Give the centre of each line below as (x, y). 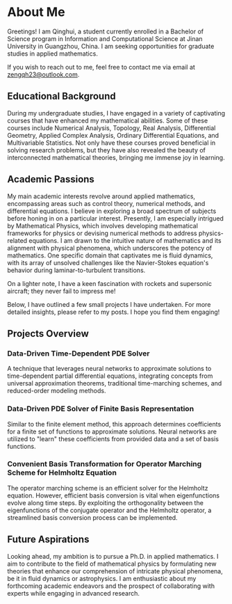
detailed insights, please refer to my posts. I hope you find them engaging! (114, 312)
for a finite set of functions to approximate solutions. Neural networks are (112, 431)
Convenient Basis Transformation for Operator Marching (105, 464)
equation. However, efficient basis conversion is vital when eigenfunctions (114, 495)
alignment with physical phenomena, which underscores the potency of (110, 248)
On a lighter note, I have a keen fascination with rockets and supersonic (109, 283)
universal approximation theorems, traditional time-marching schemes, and (115, 383)
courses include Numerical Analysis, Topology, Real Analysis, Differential (111, 128)
